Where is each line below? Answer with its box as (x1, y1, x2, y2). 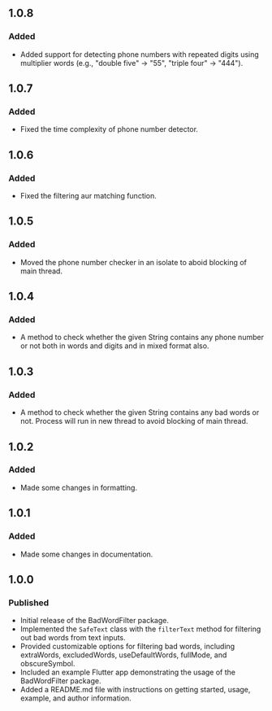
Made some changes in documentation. (19, 549, 153, 559)
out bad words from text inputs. (19, 633, 126, 643)
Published (8, 597, 50, 608)
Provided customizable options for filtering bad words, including (19, 642, 235, 652)
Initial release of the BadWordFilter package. (19, 616, 169, 626)
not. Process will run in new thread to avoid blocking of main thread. (19, 417, 248, 426)
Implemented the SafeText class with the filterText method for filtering (19, 624, 261, 634)
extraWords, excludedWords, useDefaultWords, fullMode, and (19, 650, 227, 660)
